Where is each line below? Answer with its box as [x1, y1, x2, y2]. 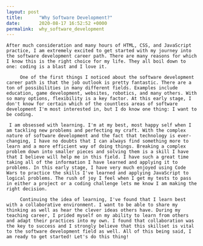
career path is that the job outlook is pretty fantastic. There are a [6, 80, 191, 86]
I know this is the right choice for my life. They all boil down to [6, 58, 187, 64]
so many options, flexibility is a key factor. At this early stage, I [6, 95, 191, 102]
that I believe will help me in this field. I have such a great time [6, 154, 189, 160]
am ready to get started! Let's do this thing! [6, 234, 129, 240]
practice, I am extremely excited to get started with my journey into [6, 48, 191, 54]
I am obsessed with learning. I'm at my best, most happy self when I [9, 122, 191, 128]
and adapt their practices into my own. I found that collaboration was [6, 218, 194, 224]
